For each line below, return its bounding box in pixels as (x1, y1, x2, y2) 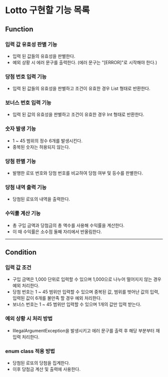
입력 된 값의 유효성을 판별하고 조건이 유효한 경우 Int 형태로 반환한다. (12, 111, 144, 118)
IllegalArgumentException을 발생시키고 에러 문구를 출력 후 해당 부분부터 (12, 327, 155, 333)
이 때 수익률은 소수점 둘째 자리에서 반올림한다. (12, 229, 102, 235)
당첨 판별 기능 (5, 157, 36, 164)
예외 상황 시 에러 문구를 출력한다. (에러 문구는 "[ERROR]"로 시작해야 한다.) (12, 59, 157, 65)
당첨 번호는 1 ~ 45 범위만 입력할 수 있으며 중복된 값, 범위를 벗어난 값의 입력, (12, 289, 159, 295)
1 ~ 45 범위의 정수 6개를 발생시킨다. (12, 137, 83, 143)
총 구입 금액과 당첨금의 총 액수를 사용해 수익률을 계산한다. (12, 222, 125, 228)
